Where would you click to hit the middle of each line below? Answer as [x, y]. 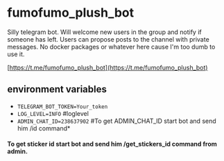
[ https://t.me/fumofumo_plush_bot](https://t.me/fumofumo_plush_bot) [107, 67]
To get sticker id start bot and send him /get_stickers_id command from [112, 144]
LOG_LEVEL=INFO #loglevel [53, 113]
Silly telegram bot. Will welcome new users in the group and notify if [105, 32]
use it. [16, 54]
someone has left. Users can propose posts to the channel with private [108, 39]
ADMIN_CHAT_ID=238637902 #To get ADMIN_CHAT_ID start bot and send [117, 121]
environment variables [57, 89]
